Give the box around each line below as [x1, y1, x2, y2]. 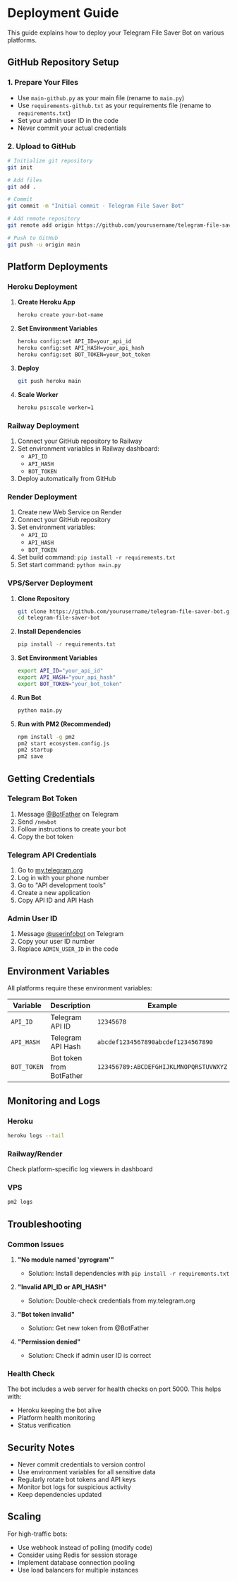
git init [7, 164, 33, 171]
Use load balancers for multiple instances [17, 1565, 139, 1574]
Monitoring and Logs [7, 1095, 101, 1107]
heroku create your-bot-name [17, 312, 104, 319]
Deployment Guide [7, 5, 119, 21]
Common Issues [7, 1239, 65, 1249]
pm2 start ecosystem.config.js [17, 740, 110, 747]
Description [50, 1001, 91, 1011]
